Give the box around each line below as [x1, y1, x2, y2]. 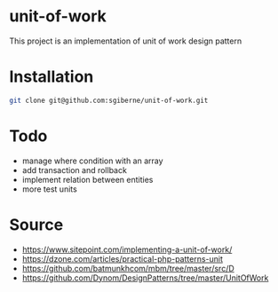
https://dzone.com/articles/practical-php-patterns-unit [21, 253, 224, 264]
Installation [9, 67, 94, 87]
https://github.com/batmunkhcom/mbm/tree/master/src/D [21, 263, 235, 273]
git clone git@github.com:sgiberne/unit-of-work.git [9, 96, 209, 105]
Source [9, 215, 64, 234]
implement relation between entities [21, 174, 154, 185]
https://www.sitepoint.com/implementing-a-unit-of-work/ [21, 244, 233, 255]
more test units [21, 184, 77, 194]
